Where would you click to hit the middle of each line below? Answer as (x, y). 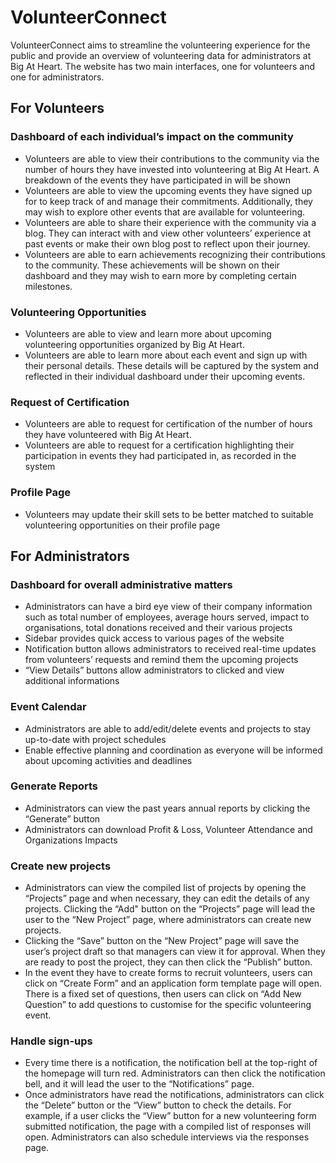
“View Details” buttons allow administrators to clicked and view (154, 670)
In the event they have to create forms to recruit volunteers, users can (168, 973)
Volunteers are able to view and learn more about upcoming (148, 333)
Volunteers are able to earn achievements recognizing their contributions (175, 254)
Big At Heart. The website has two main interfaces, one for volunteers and (163, 66)
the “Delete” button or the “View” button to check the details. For (158, 1105)
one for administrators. (57, 77)
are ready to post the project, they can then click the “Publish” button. (168, 962)
